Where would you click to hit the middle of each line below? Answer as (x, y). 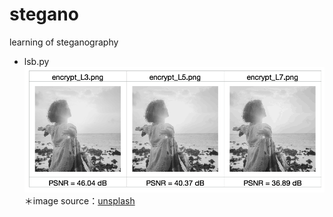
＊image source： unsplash (79, 201)
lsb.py (36, 61)
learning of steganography (64, 42)
